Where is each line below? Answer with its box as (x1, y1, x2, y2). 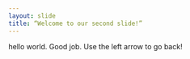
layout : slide (8, 11, 57, 20)
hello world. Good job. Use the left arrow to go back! (8, 41, 184, 51)
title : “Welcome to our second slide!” (8, 19, 143, 27)
